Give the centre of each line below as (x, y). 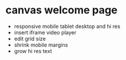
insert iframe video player (45, 32)
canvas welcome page (62, 10)
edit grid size (30, 38)
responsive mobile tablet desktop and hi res (67, 26)
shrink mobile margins (41, 45)
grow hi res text (33, 51)
